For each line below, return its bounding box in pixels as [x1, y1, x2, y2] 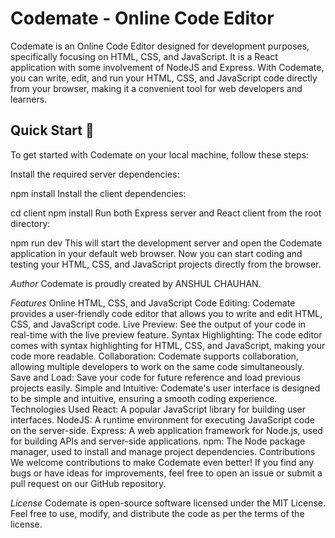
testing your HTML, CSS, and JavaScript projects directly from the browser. [10, 258, 322, 270]
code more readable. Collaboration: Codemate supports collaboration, [10, 350, 299, 362]
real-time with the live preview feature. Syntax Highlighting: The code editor [10, 328, 323, 341]
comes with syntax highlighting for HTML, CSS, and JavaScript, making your [10, 339, 326, 351]
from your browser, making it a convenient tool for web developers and [10, 82, 303, 94]
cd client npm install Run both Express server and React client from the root [10, 207, 322, 219]
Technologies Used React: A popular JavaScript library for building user [10, 403, 306, 415]
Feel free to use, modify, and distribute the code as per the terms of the [10, 507, 305, 519]
